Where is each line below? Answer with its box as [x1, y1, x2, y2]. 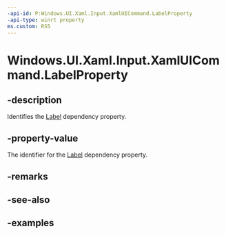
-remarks [7, 170, 48, 182]
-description [7, 94, 62, 106]
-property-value [7, 132, 79, 144]
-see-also [7, 194, 50, 205]
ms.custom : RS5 [7, 23, 51, 30]
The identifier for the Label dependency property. [7, 150, 148, 159]
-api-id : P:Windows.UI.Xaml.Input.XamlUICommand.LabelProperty [7, 10, 193, 17]
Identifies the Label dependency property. [7, 113, 127, 121]
